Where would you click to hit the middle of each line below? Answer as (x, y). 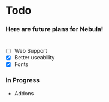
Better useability (34, 58)
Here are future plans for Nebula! (54, 29)
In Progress (23, 80)
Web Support (31, 51)
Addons (24, 93)
